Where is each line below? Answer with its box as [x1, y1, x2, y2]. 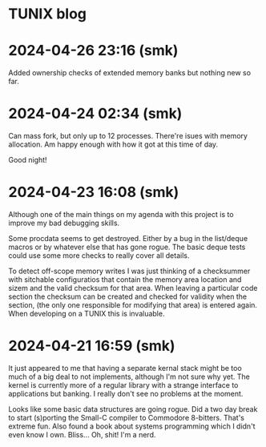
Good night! [8, 155, 47, 165]
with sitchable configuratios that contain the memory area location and [8, 275, 242, 284]
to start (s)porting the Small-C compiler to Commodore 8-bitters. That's [8, 413, 244, 422]
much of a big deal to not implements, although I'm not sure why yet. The [8, 372, 250, 381]
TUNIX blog [8, 5, 87, 23]
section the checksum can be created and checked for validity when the [8, 292, 247, 301]
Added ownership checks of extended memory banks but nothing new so [8, 68, 251, 78]
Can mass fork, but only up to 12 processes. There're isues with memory [8, 131, 248, 141]
